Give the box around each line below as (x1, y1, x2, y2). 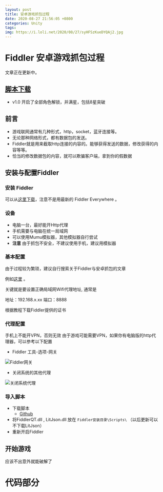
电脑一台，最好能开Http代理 (12, 222, 68, 227)
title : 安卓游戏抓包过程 (5, 12, 50, 17)
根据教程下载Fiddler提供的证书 (5, 307, 66, 313)
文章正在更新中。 (5, 69, 40, 75)
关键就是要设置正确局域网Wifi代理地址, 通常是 (5, 286, 97, 292)
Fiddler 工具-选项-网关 (12, 349, 58, 355)
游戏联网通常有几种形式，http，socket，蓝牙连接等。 (12, 128, 120, 134)
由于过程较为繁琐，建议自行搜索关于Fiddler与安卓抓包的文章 (5, 266, 126, 271)
